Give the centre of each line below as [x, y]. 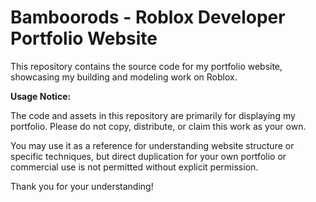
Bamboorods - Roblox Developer [148, 17]
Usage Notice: [41, 96]
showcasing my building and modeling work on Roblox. [124, 77]
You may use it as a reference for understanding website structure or [152, 145]
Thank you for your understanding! [82, 186]
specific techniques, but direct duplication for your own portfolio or [148, 156]
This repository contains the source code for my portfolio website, [146, 66]
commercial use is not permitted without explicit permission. [134, 167]
